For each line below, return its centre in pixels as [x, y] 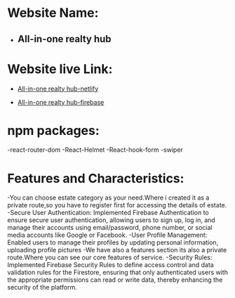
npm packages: [53, 130]
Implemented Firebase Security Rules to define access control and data [110, 265]
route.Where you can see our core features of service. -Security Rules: [110, 257]
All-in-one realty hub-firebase [61, 102]
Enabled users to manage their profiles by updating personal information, [113, 242]
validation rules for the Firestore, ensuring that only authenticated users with [117, 273]
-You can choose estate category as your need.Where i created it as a [108, 197]
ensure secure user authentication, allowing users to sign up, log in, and [111, 220]
